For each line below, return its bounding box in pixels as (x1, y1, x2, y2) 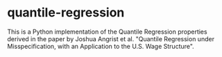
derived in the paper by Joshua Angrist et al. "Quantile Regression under (7, 34, 215, 43)
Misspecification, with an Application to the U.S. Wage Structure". (7, 42, 194, 50)
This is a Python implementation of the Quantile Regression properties (7, 27, 207, 36)
